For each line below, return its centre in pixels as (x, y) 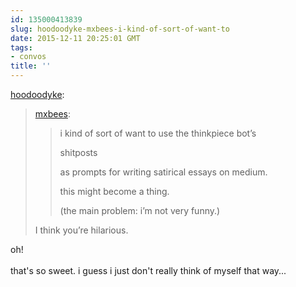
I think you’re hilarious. (81, 230)
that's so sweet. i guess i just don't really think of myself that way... (148, 270)
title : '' (31, 66)
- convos (28, 57)
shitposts (78, 152)
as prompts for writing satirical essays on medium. (163, 172)
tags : (21, 47)
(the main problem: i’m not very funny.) (140, 210)
